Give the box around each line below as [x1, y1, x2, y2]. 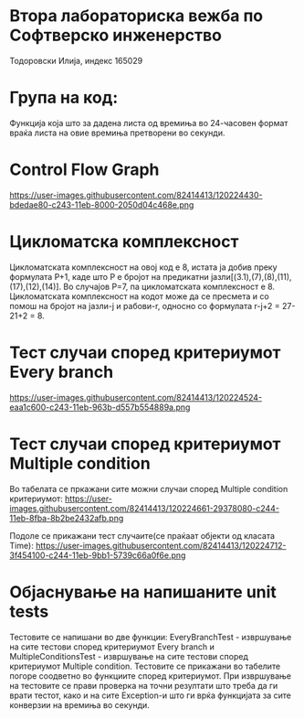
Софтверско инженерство [9, 25, 222, 46]
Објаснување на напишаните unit [9, 582, 277, 602]
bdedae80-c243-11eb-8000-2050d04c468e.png [9, 199, 194, 210]
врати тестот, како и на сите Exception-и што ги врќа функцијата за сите [9, 690, 292, 701]
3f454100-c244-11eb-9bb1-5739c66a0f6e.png [9, 550, 186, 561]
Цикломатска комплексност [9, 231, 239, 252]
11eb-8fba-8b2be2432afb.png [9, 512, 124, 523]
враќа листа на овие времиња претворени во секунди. [9, 127, 225, 138]
